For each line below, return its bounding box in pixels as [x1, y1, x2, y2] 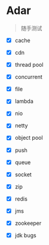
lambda [14, 98, 34, 105]
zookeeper [14, 219, 42, 227]
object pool [14, 134, 43, 142]
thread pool [14, 61, 44, 69]
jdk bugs [14, 232, 37, 239]
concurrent [14, 74, 43, 81]
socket [14, 171, 32, 178]
